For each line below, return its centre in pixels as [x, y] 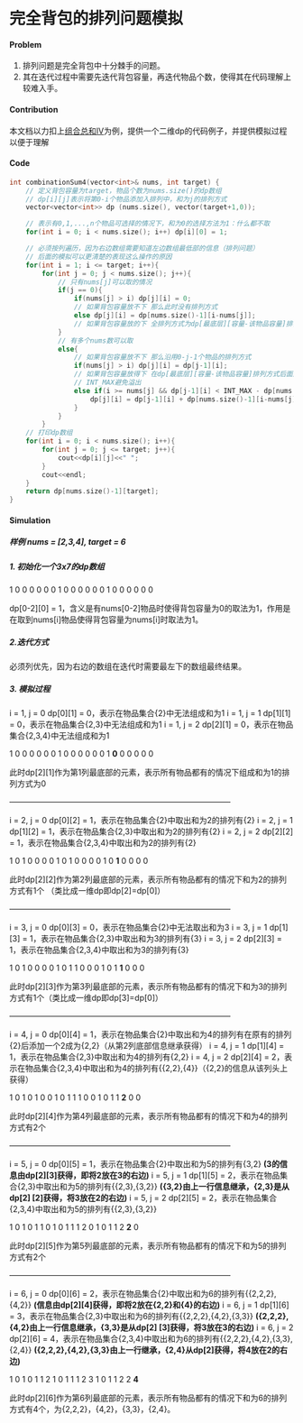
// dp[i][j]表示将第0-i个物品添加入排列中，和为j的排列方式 [126, 199]
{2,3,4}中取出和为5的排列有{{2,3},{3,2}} [83, 1209]
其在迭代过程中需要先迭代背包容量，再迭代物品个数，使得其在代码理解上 [156, 77]
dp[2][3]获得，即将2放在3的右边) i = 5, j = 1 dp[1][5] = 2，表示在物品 [152, 1175]
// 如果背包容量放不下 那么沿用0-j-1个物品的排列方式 [162, 357]
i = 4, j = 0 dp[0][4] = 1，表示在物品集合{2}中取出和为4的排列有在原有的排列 [151, 1034]
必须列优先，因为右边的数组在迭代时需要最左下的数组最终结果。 [128, 666]
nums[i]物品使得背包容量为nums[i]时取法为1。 [118, 620]
